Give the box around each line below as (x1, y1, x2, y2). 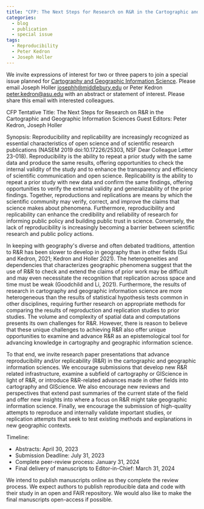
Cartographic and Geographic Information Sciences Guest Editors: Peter (6, 115, 187, 122)
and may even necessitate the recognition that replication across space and (6, 274, 196, 282)
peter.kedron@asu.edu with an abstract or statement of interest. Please (6, 90, 185, 97)
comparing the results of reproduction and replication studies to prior (6, 306, 180, 314)
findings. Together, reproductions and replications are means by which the (6, 191, 193, 198)
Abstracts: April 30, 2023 (15, 445, 78, 452)
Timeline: (6, 433, 30, 441)
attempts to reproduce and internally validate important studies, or (6, 409, 172, 416)
